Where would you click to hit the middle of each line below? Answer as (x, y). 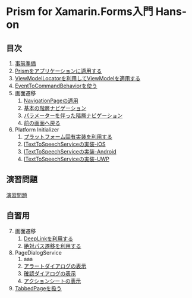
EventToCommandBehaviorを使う (56, 86)
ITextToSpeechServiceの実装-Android (70, 151)
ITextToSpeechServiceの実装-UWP (67, 159)
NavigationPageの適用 (51, 101)
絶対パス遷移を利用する (52, 246)
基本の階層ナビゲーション (55, 108)
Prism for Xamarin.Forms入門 (80, 12)
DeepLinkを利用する (48, 239)
